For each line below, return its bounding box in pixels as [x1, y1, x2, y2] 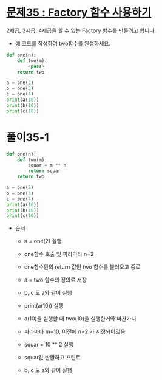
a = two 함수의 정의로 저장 [24, 276, 87, 283]
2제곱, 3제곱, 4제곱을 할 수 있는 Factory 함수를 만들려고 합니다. [6, 27, 157, 34]
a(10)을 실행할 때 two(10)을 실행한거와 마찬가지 [24, 315, 137, 322]
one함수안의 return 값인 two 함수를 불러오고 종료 [24, 263, 141, 271]
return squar [28, 168, 61, 174]
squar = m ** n [28, 162, 67, 168]
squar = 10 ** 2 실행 [24, 341, 74, 348]
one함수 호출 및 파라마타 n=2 [24, 250, 94, 258]
